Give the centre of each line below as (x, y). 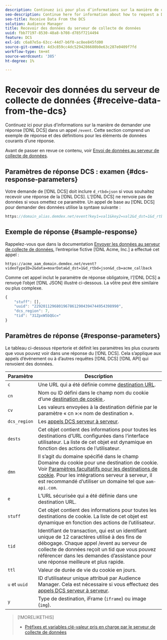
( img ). (44, 605)
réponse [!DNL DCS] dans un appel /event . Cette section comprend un (78, 130)
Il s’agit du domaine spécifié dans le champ (88, 456)
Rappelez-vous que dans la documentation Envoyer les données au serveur (83, 244)
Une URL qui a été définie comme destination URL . (97, 384)
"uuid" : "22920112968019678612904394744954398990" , (69, 307)
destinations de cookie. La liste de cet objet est (93, 516)
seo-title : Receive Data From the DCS (45, 19)
